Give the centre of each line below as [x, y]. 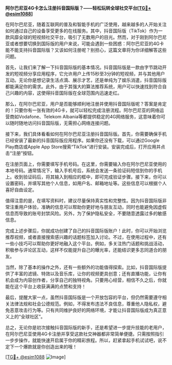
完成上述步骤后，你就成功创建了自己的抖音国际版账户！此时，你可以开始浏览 [86, 231]
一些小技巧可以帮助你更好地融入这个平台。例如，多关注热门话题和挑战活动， [86, 244]
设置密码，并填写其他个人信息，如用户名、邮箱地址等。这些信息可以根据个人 [86, 183]
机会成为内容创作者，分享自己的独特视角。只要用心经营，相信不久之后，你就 [86, 280]
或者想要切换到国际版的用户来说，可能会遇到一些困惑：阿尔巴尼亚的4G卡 [87, 44]
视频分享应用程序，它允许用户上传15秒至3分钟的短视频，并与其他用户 [92, 74]
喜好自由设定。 [21, 190]
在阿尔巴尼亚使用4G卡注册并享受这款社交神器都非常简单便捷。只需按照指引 [85, 334]
